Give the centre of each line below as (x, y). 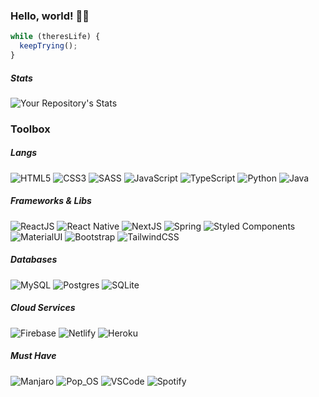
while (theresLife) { (55, 37)
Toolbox (30, 129)
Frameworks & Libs (51, 201)
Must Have (33, 356)
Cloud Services (43, 308)
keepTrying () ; (48, 46)
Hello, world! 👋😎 (50, 16)
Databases (34, 260)
